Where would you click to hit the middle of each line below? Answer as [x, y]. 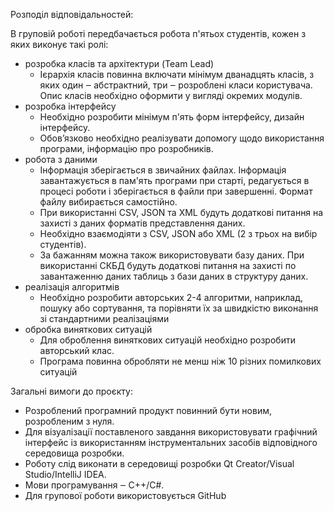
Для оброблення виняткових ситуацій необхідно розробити [167, 340]
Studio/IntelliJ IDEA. [65, 474]
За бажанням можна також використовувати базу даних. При [172, 255]
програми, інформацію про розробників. [126, 148]
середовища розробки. [74, 453]
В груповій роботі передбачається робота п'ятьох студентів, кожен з [158, 33]
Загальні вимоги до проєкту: [71, 391]
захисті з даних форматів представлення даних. [142, 223]
